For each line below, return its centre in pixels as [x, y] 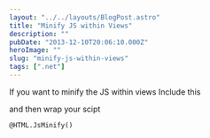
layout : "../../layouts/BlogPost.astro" [85, 17]
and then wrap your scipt [55, 109]
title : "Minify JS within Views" [71, 26]
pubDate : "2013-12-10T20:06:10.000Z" [79, 42]
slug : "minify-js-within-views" [69, 58]
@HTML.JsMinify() [41, 125]
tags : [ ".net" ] [37, 67]
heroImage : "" [35, 50]
